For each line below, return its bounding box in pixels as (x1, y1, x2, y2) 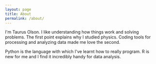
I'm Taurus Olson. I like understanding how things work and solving (5, 29, 139, 35)
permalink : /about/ (5, 16, 45, 21)
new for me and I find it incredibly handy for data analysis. (5, 54, 121, 60)
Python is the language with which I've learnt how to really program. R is (5, 49, 149, 54)
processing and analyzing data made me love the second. (5, 39, 121, 45)
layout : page (5, 7, 31, 12)
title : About (5, 12, 31, 16)
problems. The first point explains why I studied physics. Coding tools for (5, 34, 151, 40)
